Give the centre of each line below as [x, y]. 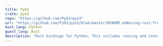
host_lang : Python [24, 27]
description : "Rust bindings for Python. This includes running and [76, 36]
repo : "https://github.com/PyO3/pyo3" [44, 18]
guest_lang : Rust [23, 32]
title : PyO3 [17, 9]
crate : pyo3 [17, 14]
